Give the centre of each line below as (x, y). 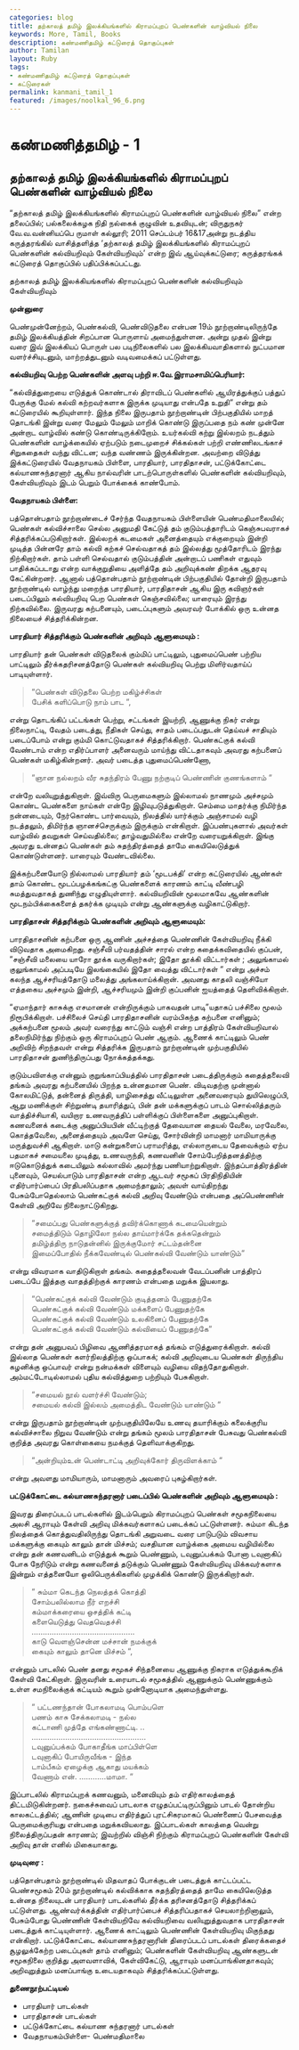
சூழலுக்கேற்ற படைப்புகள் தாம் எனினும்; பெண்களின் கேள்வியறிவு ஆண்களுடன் (144, 1950)
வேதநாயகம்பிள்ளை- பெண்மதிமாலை (83, 2036)
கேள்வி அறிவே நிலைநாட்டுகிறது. (64, 1205)
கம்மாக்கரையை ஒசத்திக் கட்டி (81, 1612)
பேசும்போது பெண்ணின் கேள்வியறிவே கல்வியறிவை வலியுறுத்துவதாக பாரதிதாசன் (147, 1920)
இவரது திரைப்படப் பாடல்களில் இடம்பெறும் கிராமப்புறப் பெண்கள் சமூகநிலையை (143, 1514)
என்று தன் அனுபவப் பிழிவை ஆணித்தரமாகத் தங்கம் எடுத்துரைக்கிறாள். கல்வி (140, 1347)
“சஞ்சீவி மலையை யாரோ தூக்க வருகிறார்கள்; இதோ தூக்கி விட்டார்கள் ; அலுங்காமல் (149, 960)
